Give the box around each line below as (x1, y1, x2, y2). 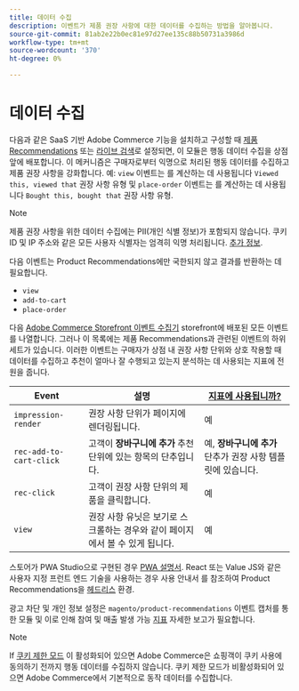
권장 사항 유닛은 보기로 (88, 510, 178, 523)
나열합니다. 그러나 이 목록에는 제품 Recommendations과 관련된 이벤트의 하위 (18, 333, 287, 343)
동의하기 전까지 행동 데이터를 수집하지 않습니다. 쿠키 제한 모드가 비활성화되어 (9, 661, 276, 671)
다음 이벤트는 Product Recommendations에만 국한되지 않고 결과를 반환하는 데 (9, 255, 282, 267)
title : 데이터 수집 (9, 12, 72, 22)
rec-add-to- (13, 446, 65, 456)
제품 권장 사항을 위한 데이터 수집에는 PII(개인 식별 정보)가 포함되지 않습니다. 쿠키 (9, 226, 287, 237)
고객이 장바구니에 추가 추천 (88, 437, 194, 449)
